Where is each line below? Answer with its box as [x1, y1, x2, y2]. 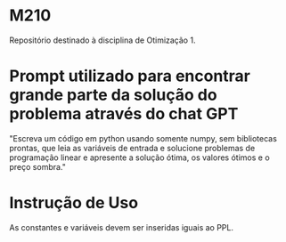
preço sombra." [9, 161, 67, 172]
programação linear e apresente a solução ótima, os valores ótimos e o [9, 152, 270, 163]
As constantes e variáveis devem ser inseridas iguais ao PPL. [9, 222, 234, 232]
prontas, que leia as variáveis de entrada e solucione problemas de [9, 142, 256, 153]
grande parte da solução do [9, 85, 217, 105]
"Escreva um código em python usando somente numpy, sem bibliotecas [9, 133, 278, 143]
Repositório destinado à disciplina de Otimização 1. [9, 35, 196, 45]
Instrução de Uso [9, 193, 139, 214]
